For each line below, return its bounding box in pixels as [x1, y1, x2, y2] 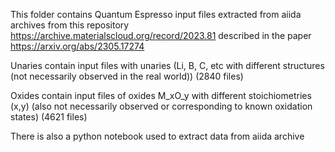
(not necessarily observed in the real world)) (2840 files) [10, 70, 244, 82]
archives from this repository [10, 19, 130, 31]
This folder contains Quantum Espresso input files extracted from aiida [10, 9, 302, 20]
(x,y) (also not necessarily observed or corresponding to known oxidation [10, 100, 313, 112]
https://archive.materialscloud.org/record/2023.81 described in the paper [10, 30, 312, 41]
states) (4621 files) [10, 111, 88, 123]
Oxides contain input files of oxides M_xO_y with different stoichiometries [10, 90, 312, 101]
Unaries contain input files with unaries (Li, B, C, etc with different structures [10, 60, 325, 71]
